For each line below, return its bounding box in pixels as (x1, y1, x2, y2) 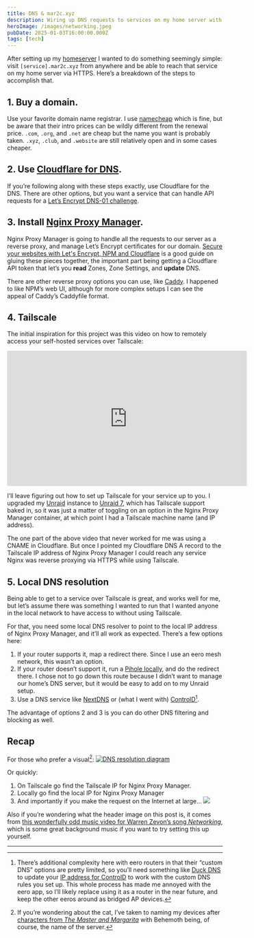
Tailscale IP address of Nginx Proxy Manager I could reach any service (7, 549, 207, 557)
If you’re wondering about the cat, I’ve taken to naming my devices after (16, 908, 220, 917)
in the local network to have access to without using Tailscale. (7, 609, 182, 617)
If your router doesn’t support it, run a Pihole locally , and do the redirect (16, 665, 220, 673)
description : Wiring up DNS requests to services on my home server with (7, 16, 223, 23)
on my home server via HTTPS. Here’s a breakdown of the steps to (7, 69, 195, 78)
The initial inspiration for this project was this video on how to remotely (7, 330, 207, 338)
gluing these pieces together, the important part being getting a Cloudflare (7, 256, 217, 265)
